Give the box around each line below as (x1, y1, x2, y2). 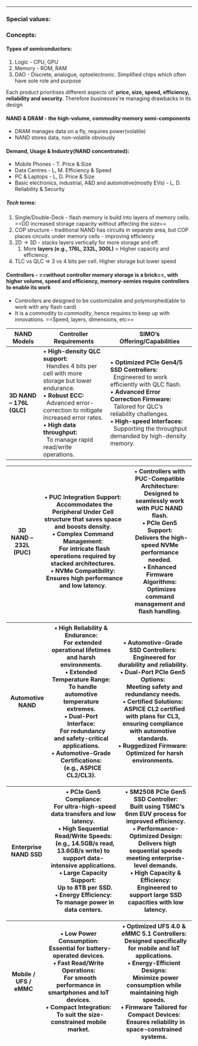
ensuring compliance (123, 720, 184, 728)
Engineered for (133, 653, 176, 661)
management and (134, 599, 186, 608)
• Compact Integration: (46, 1003, 111, 1011)
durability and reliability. (117, 661, 189, 669)
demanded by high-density (110, 431, 187, 440)
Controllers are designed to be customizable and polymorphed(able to (14, 297, 186, 304)
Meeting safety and (126, 682, 183, 691)
